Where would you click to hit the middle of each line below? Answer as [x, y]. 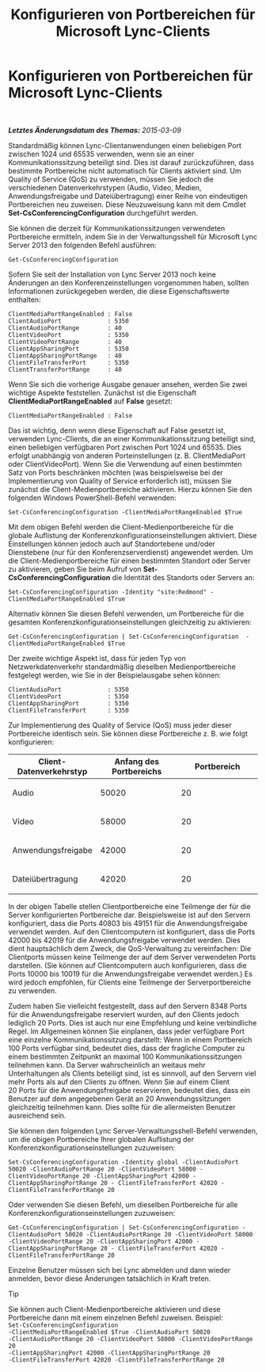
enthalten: [25, 300]
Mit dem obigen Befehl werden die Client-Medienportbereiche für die [121, 527]
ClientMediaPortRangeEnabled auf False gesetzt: [90, 401]
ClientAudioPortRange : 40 [65, 328]
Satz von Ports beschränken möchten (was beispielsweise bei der [116, 472]
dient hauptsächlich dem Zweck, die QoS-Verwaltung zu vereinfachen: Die [130, 948]
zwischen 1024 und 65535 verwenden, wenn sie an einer [101, 154]
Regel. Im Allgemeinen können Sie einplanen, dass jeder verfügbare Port [127, 1031]
